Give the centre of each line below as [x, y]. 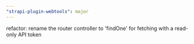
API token [29, 34]
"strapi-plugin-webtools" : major [47, 11]
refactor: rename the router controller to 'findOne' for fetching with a [90, 28]
